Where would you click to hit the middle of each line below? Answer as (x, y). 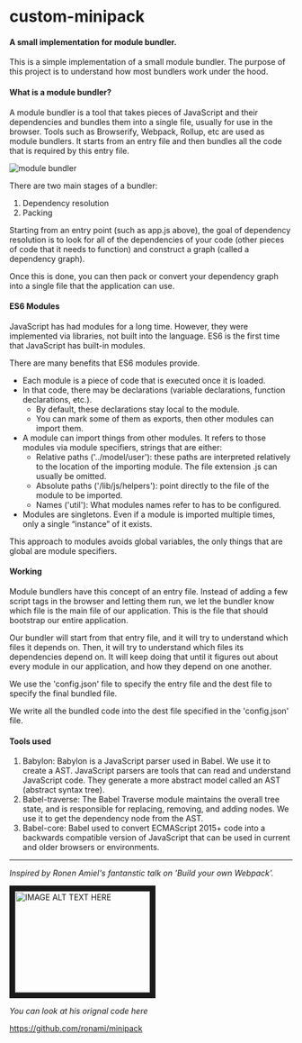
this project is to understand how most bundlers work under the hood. (139, 72)
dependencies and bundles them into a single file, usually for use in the (141, 122)
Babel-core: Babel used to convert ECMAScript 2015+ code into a (144, 828)
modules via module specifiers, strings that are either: (122, 447)
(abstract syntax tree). (63, 790)
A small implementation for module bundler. (93, 41)
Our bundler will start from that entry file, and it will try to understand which (149, 638)
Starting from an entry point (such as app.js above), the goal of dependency (150, 230)
